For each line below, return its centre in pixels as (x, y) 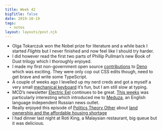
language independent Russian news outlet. (56, 103)
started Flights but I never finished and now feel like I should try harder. (83, 51)
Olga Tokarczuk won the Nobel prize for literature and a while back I (80, 46)
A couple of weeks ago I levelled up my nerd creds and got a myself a (81, 82)
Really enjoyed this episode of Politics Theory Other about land (75, 108)
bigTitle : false (21, 14)
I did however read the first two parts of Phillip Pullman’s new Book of (81, 56)
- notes (17, 28)
